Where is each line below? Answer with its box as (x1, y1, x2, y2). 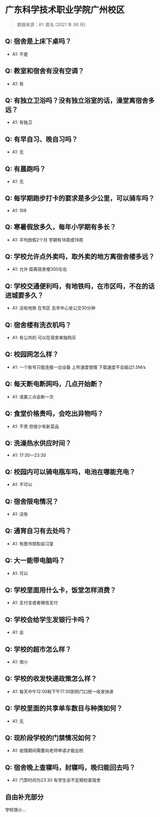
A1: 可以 (12, 570, 28, 576)
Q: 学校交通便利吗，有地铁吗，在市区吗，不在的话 (5, 282, 155, 290)
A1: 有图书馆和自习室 (12, 540, 54, 546)
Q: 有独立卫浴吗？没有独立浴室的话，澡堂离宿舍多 (5, 96, 155, 105)
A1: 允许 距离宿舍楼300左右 (12, 266, 67, 272)
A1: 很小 (12, 659, 28, 665)
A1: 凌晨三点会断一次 (12, 394, 54, 400)
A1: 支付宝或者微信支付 (12, 600, 58, 606)
